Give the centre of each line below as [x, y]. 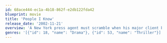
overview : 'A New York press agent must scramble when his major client [82, 28]
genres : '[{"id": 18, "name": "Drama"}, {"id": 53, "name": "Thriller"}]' [84, 33]
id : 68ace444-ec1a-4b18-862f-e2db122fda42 [50, 10]
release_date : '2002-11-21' [34, 23]
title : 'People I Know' [30, 19]
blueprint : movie [23, 14]
